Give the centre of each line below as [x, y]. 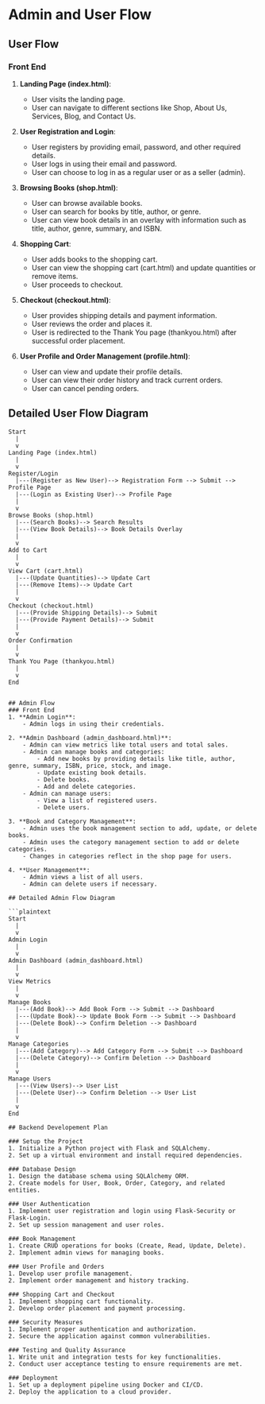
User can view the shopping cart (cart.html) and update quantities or [144, 267]
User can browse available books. [87, 203]
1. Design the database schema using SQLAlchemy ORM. [99, 1176]
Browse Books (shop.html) [51, 515]
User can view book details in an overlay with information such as [139, 219]
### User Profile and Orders [56, 1266]
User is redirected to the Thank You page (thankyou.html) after [134, 332]
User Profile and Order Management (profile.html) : [105, 356]
